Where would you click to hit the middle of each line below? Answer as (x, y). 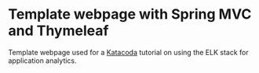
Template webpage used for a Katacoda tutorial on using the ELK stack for (128, 52)
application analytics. (42, 61)
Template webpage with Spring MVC (130, 14)
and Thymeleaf (58, 31)
